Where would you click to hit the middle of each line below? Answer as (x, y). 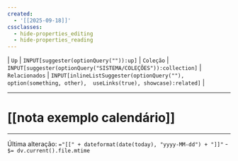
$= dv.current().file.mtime (49, 151)
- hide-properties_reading (53, 40)
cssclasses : (25, 27)
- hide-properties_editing (53, 34)
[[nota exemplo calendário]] (91, 118)
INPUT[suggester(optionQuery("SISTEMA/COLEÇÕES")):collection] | (104, 68)
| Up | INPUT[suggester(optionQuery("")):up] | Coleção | (88, 60)
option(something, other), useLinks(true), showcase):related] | (106, 83)
